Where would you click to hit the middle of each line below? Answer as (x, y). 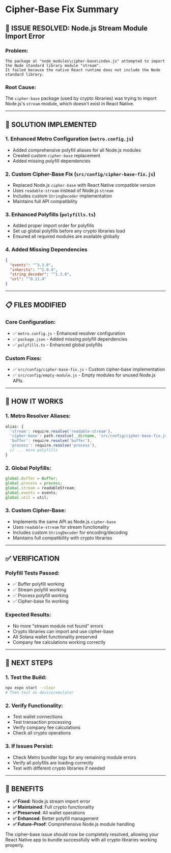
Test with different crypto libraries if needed (59, 768)
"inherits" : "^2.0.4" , (34, 270)
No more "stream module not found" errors (58, 626)
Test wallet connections (37, 717)
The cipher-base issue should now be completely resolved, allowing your (82, 834)
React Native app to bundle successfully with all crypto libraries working (81, 840)
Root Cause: (21, 87)
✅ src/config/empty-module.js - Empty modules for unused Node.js (84, 375)
